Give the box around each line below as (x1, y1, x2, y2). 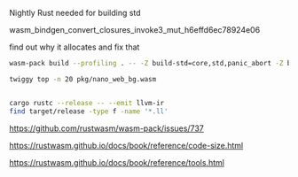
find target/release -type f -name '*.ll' (9, 106, 169, 116)
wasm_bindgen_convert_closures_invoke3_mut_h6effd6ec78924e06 (9, 25, 261, 35)
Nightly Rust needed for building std (9, 8, 141, 18)
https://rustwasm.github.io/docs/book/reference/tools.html (9, 157, 224, 167)
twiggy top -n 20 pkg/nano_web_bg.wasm (9, 74, 157, 83)
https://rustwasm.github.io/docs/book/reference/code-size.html (9, 140, 244, 150)
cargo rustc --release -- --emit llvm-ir (9, 98, 165, 107)
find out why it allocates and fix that (9, 42, 140, 52)
